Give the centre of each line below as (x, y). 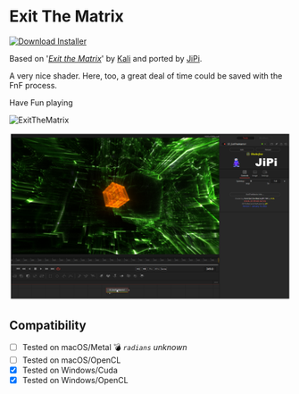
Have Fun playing (41, 102)
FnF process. (33, 85)
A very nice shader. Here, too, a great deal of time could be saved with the (146, 75)
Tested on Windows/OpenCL (75, 381)
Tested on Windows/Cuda (70, 370)
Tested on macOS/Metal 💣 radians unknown (104, 347)
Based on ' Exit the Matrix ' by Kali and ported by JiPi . (106, 58)
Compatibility (48, 325)
